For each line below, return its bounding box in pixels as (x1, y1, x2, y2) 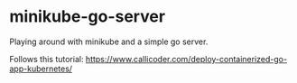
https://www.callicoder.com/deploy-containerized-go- (85, 53, 287, 64)
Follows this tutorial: (9, 53, 84, 64)
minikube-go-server (9, 6, 165, 27)
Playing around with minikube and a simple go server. (9, 36, 209, 47)
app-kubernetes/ (9, 63, 73, 74)
